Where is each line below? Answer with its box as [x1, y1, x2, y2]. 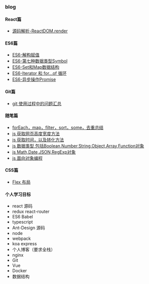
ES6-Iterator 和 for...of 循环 [12, 70, 67, 77]
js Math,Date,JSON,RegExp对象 [12, 149, 76, 155]
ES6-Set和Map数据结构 [12, 64, 60, 70]
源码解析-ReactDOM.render [12, 28, 68, 34]
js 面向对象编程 [12, 155, 43, 161]
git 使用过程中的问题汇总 [12, 101, 62, 106]
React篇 [5, 16, 21, 22]
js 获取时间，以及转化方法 [12, 136, 64, 143]
